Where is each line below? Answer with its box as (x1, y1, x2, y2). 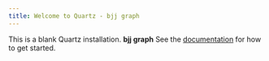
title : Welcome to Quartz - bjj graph (8, 11, 140, 20)
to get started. (8, 42, 56, 53)
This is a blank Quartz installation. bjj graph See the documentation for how (8, 34, 262, 44)
